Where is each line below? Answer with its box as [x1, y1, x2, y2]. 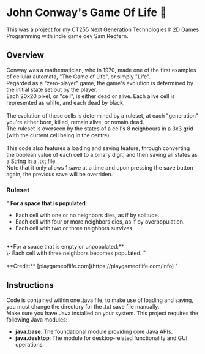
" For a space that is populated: [6, 200, 88, 207]
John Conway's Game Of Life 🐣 [6, 6, 167, 20]
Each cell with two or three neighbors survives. [15, 225, 134, 232]
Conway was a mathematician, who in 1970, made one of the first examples [6, 66, 196, 73]
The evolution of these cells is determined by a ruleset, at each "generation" [6, 111, 199, 119]
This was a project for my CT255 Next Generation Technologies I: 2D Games [6, 26, 199, 33]
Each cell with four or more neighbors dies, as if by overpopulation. [15, 218, 185, 225]
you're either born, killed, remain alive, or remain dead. [6, 118, 144, 126]
